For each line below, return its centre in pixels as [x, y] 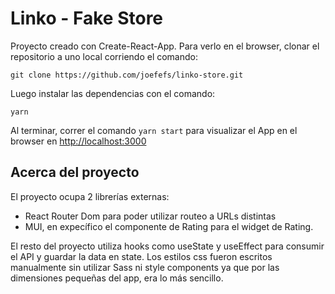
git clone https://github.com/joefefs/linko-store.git [127, 75]
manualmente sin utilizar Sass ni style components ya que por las [145, 267]
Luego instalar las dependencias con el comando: [113, 93]
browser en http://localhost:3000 [78, 141]
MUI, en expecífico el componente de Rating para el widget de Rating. [169, 226]
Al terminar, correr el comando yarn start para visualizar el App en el [154, 130]
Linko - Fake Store [87, 18]
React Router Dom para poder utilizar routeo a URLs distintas [150, 216]
